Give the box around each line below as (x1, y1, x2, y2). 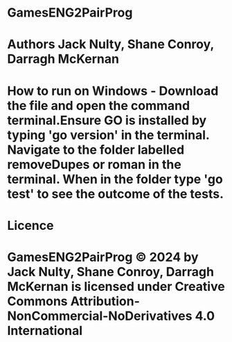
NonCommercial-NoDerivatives (7, 308, 193, 323)
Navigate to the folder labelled (7, 142, 185, 157)
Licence (7, 217, 54, 233)
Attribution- (70, 293, 140, 309)
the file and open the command (7, 98, 190, 114)
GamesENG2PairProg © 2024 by (7, 249, 199, 264)
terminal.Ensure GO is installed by (7, 112, 207, 128)
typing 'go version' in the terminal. (7, 127, 210, 143)
